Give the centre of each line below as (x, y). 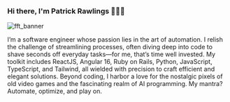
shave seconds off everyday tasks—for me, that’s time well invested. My (111, 54)
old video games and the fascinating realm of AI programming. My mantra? (115, 84)
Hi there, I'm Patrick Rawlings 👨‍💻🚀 (66, 11)
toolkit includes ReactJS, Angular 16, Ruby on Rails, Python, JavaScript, (110, 62)
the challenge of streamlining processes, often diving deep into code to (110, 47)
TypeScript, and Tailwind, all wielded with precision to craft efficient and (111, 69)
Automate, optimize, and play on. (55, 91)
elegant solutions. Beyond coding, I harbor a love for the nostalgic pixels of (115, 76)
